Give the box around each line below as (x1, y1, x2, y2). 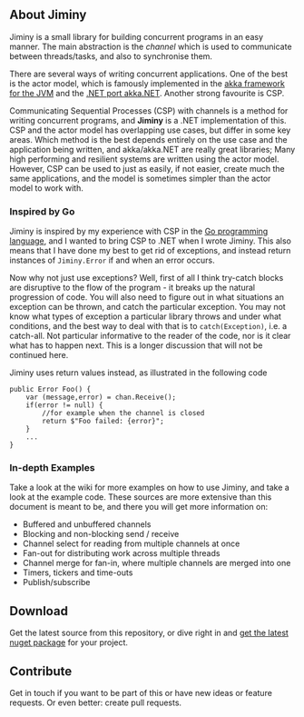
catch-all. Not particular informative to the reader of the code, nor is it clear (9, 331, 291, 342)
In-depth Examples (9, 462, 95, 474)
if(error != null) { (25, 401, 103, 410)
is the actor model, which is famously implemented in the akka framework (9, 77, 286, 89)
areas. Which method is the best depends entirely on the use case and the (9, 134, 288, 144)
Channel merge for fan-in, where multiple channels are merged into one (22, 558, 291, 569)
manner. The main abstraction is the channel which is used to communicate (9, 41, 292, 52)
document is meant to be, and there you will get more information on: (9, 502, 269, 513)
